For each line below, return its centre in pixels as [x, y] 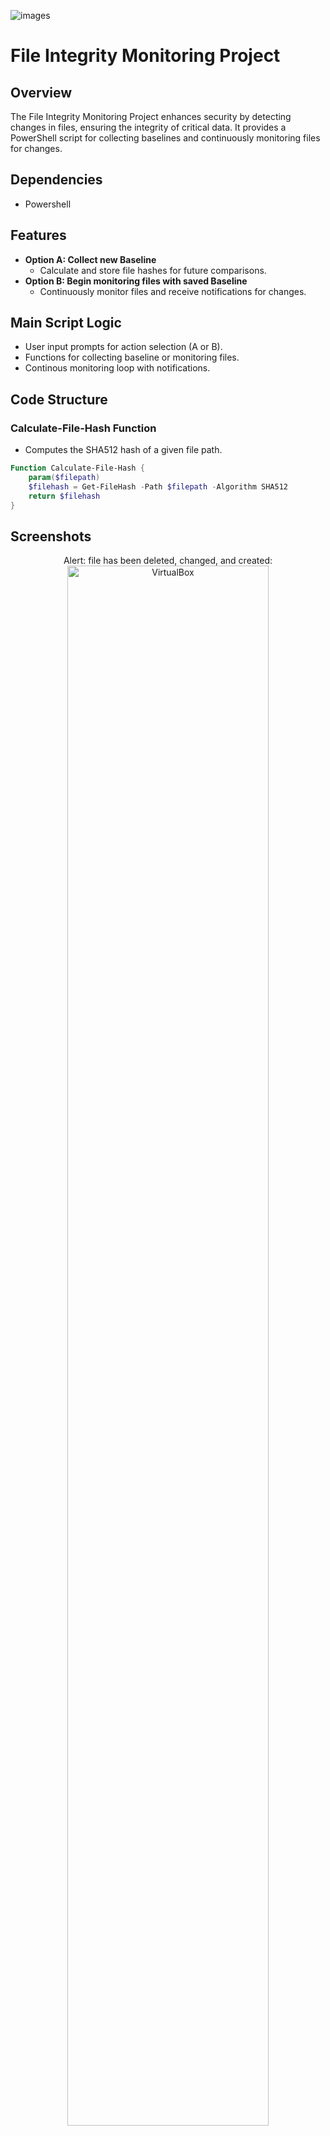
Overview [41, 92]
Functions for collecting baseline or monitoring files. [132, 357]
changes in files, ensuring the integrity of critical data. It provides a [148, 127]
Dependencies [56, 180]
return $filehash [64, 496]
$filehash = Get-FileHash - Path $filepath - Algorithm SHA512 [158, 486]
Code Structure [59, 399]
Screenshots [51, 536]
